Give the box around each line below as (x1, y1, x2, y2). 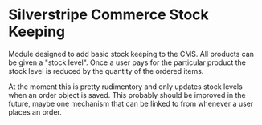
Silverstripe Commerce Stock (8, 6, 209, 24)
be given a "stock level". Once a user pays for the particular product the (8, 58, 247, 67)
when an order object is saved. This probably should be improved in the (8, 90, 247, 99)
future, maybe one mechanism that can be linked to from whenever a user (8, 99, 254, 108)
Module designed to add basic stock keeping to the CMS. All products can (8, 49, 255, 58)
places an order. (8, 107, 62, 117)
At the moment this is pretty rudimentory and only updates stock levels (8, 82, 243, 91)
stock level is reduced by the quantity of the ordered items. (8, 66, 204, 75)
